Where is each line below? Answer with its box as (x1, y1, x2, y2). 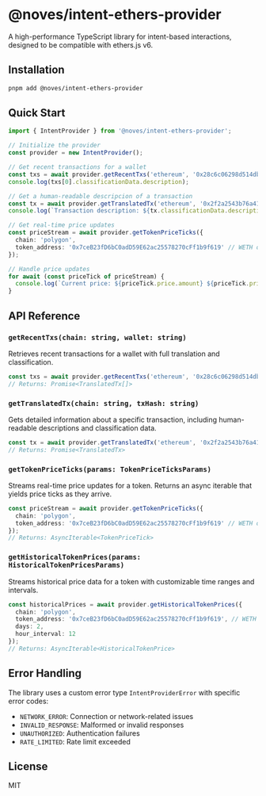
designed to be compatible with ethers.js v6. (8, 40, 154, 49)
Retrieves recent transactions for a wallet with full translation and (8, 349, 220, 358)
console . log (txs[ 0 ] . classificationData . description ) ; (8, 178, 190, 186)
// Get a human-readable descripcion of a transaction (8, 192, 193, 200)
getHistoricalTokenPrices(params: (8, 553, 141, 562)
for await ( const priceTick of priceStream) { (8, 272, 165, 281)
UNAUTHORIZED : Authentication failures (19, 728, 140, 738)
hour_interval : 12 (15, 630, 77, 638)
